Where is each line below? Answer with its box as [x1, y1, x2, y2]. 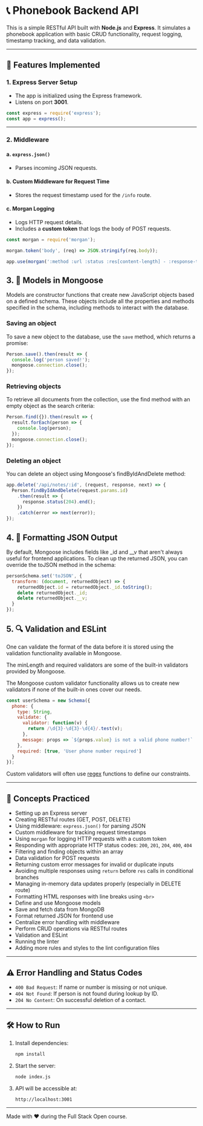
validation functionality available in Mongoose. [6, 649, 122, 656]
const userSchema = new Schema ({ [6, 697, 91, 704]
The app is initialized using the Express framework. [14, 92, 143, 99]
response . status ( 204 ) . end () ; [22, 499, 96, 505]
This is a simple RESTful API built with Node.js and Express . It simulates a [6, 24, 191, 31]
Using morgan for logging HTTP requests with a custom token [14, 835, 167, 843]
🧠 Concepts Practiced [6, 793, 90, 804]
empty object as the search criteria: [6, 403, 95, 410]
